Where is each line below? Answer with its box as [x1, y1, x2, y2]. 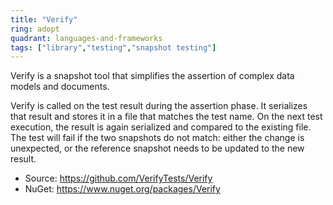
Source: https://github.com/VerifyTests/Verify [24, 172, 213, 185]
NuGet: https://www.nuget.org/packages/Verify [24, 183, 221, 195]
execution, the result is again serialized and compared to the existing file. [10, 121, 312, 133]
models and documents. [10, 81, 110, 93]
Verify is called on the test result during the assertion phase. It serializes [10, 100, 308, 112]
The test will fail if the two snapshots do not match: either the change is [10, 132, 305, 144]
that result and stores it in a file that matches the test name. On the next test [10, 111, 323, 123]
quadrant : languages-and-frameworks [10, 33, 163, 43]
